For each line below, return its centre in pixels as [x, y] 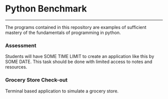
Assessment [21, 45]
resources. [16, 67]
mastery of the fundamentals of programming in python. [63, 32]
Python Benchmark [46, 9]
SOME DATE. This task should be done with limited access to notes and [79, 62]
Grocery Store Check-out [36, 80]
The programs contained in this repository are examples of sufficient [76, 27]
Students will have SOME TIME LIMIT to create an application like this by [80, 56]
